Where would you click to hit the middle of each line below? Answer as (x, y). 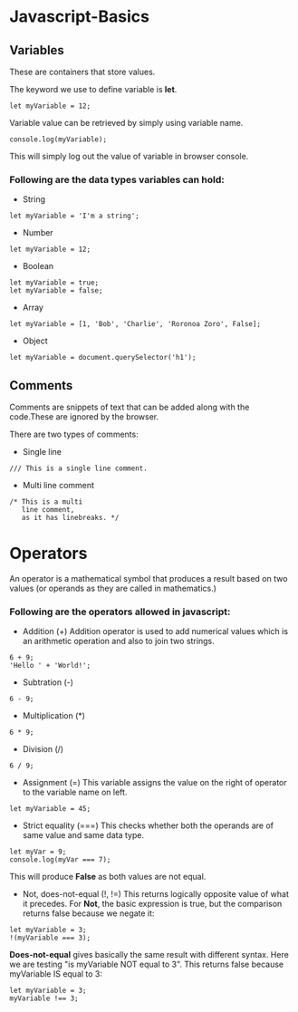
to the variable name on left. (75, 792)
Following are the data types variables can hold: (117, 179)
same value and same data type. (83, 835)
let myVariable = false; (56, 291)
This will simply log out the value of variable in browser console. (129, 156)
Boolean (38, 266)
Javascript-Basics (79, 17)
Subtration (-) (48, 682)
